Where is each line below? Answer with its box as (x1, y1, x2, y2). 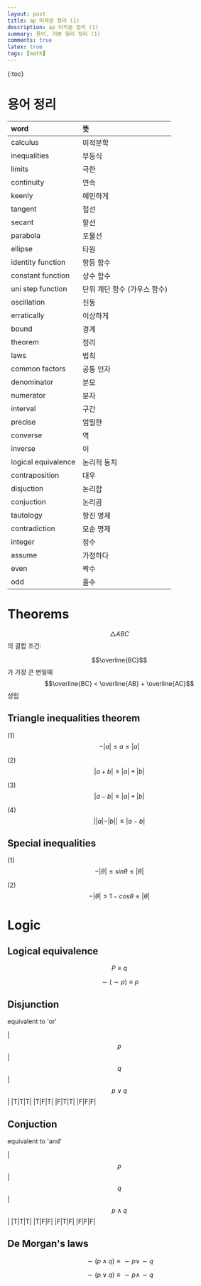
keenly (11, 190, 33, 200)
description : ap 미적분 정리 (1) (7, 23, 99, 31)
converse (11, 430, 43, 440)
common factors (11, 364, 66, 374)
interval (11, 403, 36, 413)
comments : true (7, 37, 53, 44)
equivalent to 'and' (7, 1137, 63, 1145)
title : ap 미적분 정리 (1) (7, 17, 80, 24)
